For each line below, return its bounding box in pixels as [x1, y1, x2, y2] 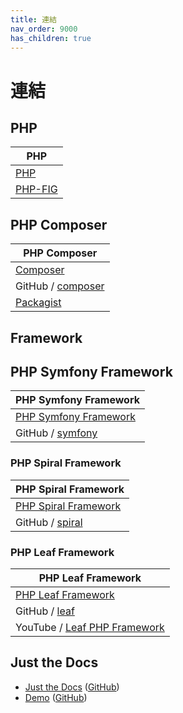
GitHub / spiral [15, 515, 83, 529]
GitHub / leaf [15, 604, 75, 618]
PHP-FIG [15, 182, 58, 196]
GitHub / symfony [15, 426, 98, 440]
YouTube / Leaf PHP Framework [15, 620, 165, 634]
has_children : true [10, 33, 92, 43]
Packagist [15, 296, 62, 310]
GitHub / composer [15, 279, 105, 293]
